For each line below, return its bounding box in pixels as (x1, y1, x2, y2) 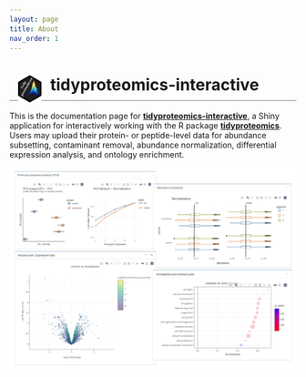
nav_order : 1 (9, 34, 59, 43)
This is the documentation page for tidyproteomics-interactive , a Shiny (9, 110, 280, 122)
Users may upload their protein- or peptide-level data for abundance (9, 130, 267, 141)
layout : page (9, 15, 59, 24)
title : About (9, 24, 59, 34)
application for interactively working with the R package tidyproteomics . (9, 120, 282, 131)
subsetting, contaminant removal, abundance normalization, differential (9, 139, 277, 150)
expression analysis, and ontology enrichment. (9, 149, 185, 160)
